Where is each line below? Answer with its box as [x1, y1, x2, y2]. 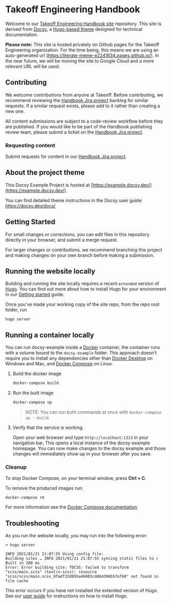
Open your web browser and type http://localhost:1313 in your [12, 435, 149, 441]
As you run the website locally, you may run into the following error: [5, 533, 148, 539]
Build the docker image [12, 371, 62, 377]
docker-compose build [12, 381, 59, 386]
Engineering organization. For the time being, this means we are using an [5, 47, 159, 53]
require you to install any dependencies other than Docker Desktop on [5, 355, 153, 361]
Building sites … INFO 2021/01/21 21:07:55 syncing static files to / [5, 556, 159, 561]
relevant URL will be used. [5, 63, 60, 69]
